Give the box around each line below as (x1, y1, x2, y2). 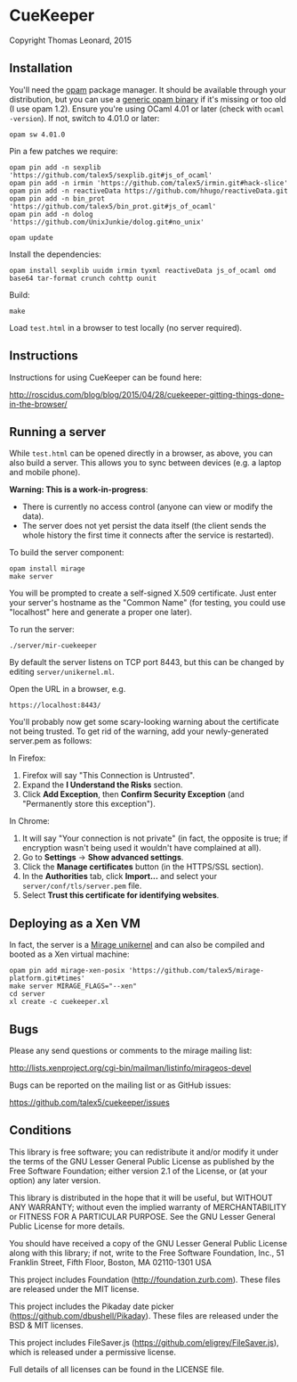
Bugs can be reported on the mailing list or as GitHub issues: (9, 1080, 231, 1090)
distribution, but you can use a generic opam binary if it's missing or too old (9, 94, 286, 104)
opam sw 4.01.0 (9, 130, 66, 139)
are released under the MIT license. (9, 1283, 140, 1294)
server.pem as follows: (9, 736, 92, 746)
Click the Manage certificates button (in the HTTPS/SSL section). (21, 861, 264, 872)
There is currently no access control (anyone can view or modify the (21, 501, 273, 513)
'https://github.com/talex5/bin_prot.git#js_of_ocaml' (9, 202, 217, 210)
